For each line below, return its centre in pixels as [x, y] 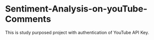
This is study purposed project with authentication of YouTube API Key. [77, 32]
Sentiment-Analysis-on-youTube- [76, 9]
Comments [28, 19]
